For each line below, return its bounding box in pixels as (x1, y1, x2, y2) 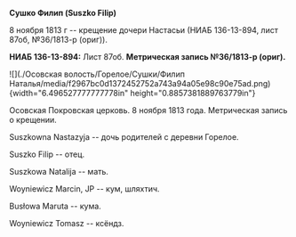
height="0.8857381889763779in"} (130, 88, 256, 98)
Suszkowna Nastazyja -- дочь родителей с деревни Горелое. (9, 132, 239, 142)
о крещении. (9, 115, 58, 125)
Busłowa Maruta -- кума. (9, 200, 102, 211)
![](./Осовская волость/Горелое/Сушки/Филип (9, 69, 185, 79)
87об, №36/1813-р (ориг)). (9, 35, 108, 45)
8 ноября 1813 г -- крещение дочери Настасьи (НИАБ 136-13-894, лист (9, 25, 278, 35)
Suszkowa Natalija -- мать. (9, 167, 109, 176)
